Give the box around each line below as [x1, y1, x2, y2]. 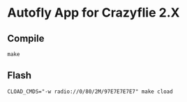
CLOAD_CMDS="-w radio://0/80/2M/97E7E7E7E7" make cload [7, 88, 173, 95]
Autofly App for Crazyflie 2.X [7, 5, 180, 21]
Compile [7, 33, 45, 44]
